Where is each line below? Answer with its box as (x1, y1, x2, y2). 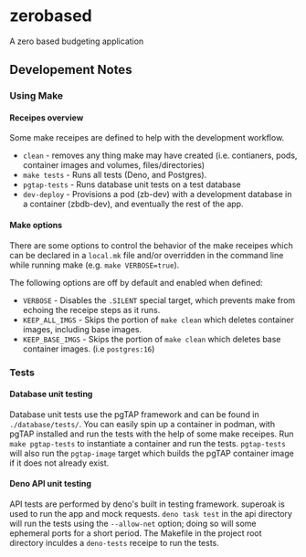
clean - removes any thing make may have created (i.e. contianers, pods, (22, 150, 298, 161)
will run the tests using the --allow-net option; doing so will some (9, 518, 257, 529)
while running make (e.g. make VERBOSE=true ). (9, 259, 180, 270)
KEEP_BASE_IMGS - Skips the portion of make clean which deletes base (22, 333, 281, 344)
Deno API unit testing (9, 478, 92, 489)
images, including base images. (22, 323, 142, 334)
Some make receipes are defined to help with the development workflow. (9, 132, 285, 143)
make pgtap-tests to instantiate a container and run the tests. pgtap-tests (9, 437, 286, 448)
